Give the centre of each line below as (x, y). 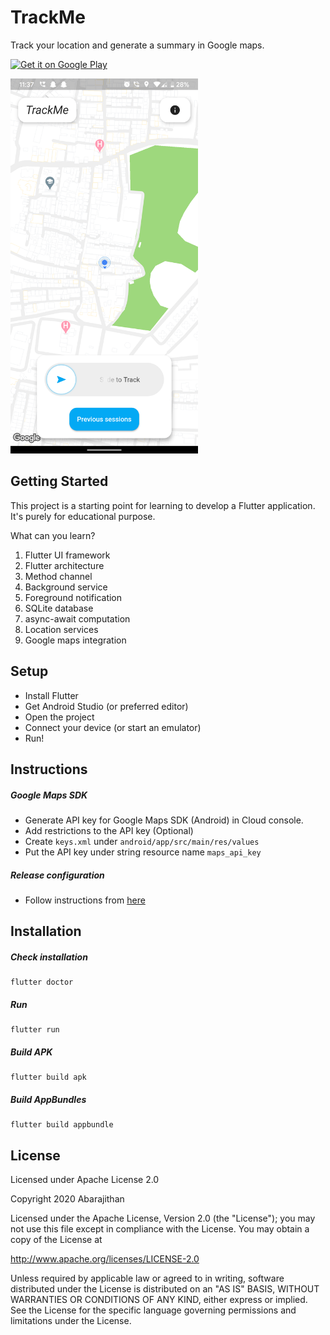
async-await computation (77, 618)
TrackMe (48, 17)
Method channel (58, 576)
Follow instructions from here (85, 900)
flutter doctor (42, 982)
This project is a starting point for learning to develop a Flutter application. (163, 505)
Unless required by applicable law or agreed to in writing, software (147, 1278)
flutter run (35, 1030)
